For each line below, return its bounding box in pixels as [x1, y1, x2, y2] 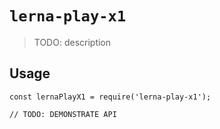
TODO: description [33, 36, 112, 48]
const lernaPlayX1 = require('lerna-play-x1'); [9, 92, 212, 102]
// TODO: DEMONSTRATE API [9, 109, 117, 119]
